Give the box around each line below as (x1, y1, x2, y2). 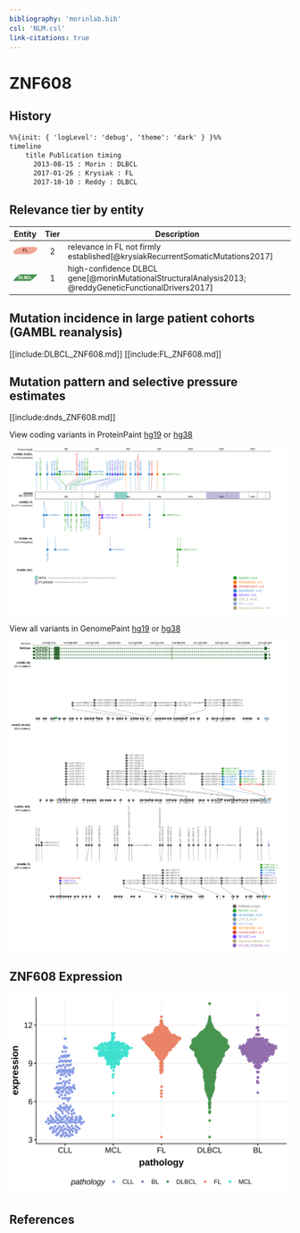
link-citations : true (9, 33, 90, 42)
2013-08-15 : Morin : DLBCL (32, 160, 138, 169)
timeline (9, 142, 42, 151)
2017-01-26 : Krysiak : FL (32, 169, 134, 178)
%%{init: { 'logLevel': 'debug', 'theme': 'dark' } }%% (9, 133, 221, 142)
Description (154, 228, 200, 239)
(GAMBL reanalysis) (9, 325, 123, 340)
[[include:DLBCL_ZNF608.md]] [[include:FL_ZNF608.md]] (9, 349, 221, 359)
